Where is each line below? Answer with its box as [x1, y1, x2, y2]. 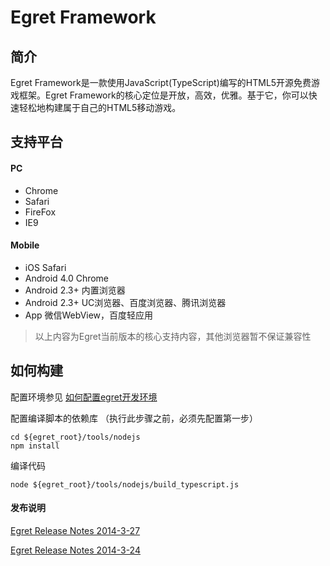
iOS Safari [24, 261, 67, 273]
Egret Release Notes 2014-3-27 [10, 524, 141, 536]
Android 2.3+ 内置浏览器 [24, 284, 126, 296]
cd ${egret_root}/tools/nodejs [10, 432, 141, 442]
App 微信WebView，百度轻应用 [24, 309, 154, 321]
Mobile [10, 239, 40, 251]
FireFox [24, 206, 57, 218]
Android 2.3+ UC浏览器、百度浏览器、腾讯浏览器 [24, 296, 227, 308]
